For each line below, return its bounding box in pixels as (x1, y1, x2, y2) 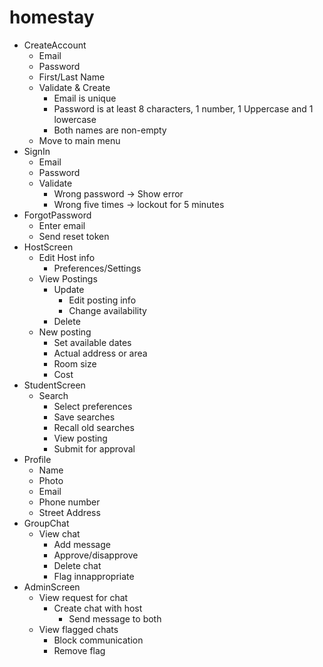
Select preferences (53, 400, 133, 412)
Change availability (68, 304, 147, 316)
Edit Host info (38, 251, 96, 263)
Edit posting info (68, 294, 137, 306)
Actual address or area (53, 347, 148, 359)
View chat (38, 527, 81, 540)
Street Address (38, 506, 101, 518)
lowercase (53, 113, 97, 125)
